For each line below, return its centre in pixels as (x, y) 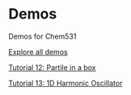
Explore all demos (38, 52)
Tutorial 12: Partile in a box (52, 67)
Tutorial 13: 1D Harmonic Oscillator (65, 83)
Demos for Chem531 (42, 36)
